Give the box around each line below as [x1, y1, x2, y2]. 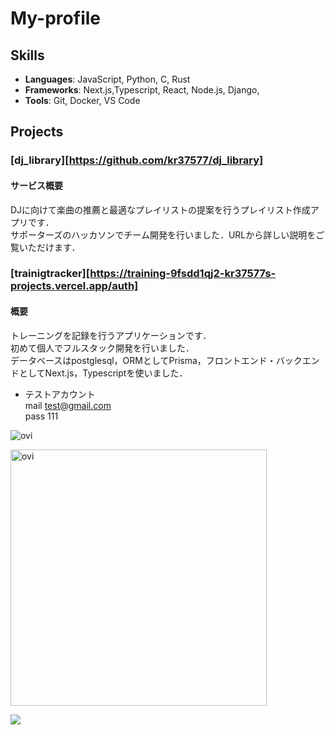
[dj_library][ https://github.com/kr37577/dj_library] [10, 153, 264, 167]
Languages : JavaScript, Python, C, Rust [24, 73, 191, 85]
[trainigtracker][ [10, 267, 91, 281]
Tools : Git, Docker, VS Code [24, 95, 141, 106]
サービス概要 [10, 179, 63, 191]
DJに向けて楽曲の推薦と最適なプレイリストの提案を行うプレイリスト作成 [10, 203, 311, 216]
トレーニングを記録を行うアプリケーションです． [10, 329, 212, 341]
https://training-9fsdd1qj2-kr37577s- [89, 267, 277, 281]
